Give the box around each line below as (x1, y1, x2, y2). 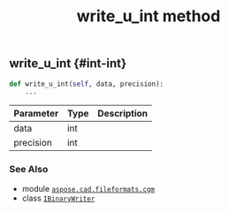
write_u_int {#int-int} (9, 56, 126, 72)
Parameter (13, 108, 59, 120)
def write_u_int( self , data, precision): (9, 79, 164, 88)
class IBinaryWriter (21, 193, 95, 203)
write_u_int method (76, 6, 221, 26)
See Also (9, 163, 49, 176)
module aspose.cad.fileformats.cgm (21, 183, 155, 193)
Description (96, 108, 149, 120)
